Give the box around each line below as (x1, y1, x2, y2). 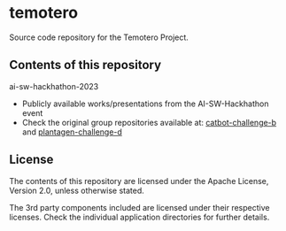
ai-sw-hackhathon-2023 (9, 81, 99, 91)
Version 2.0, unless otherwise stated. (9, 185, 144, 196)
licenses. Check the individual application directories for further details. (9, 212, 270, 222)
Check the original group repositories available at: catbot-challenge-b (21, 117, 277, 127)
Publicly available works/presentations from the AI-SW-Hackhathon (21, 98, 269, 109)
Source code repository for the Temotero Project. (9, 32, 189, 42)
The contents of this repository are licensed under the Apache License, (9, 175, 269, 186)
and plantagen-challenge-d (21, 127, 122, 137)
